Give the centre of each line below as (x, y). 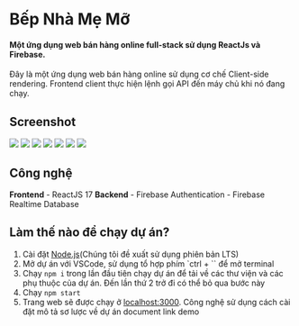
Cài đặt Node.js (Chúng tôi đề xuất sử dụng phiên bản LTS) (131, 254)
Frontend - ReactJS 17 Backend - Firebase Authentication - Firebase (137, 195)
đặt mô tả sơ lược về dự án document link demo (111, 312)
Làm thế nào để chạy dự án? (90, 233)
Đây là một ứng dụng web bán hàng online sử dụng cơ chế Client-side (139, 74)
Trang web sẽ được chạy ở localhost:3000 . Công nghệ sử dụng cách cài (156, 302)
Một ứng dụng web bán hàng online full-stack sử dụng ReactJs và (135, 44)
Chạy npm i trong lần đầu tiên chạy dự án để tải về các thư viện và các (153, 273)
